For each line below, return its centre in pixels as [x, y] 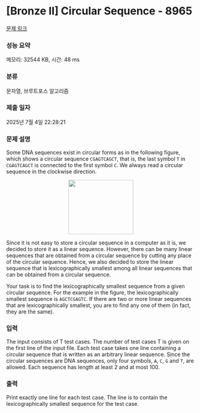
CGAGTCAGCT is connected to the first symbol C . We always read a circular [95, 165]
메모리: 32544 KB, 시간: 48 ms [43, 60]
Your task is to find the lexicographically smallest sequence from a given [96, 287]
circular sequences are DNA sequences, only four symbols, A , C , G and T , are [100, 361]
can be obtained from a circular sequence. [59, 275]
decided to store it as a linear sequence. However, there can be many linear [99, 249]
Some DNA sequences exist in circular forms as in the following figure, [93, 153]
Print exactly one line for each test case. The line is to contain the [87, 397]
